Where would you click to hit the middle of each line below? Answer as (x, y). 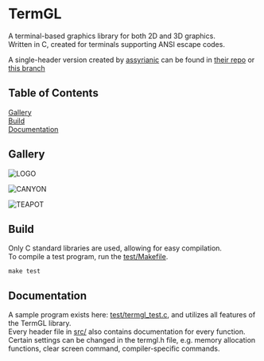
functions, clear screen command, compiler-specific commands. (114, 349)
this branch (27, 68)
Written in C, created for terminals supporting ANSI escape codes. (116, 44)
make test (25, 271)
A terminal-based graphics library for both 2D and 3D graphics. (112, 36)
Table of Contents (54, 93)
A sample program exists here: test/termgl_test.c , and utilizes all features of (132, 315)
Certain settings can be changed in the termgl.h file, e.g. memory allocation (132, 340)
